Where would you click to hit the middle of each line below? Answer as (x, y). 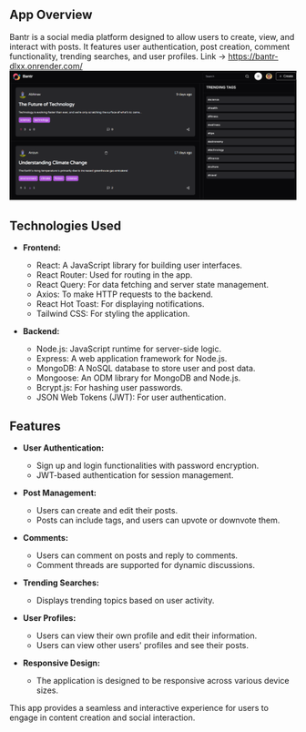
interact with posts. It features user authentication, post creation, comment (150, 46)
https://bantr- (253, 56)
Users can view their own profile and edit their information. (147, 635)
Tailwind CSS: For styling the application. (113, 314)
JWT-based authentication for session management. (135, 475)
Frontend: (41, 248)
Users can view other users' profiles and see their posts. (142, 646)
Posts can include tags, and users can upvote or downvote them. (158, 520)
